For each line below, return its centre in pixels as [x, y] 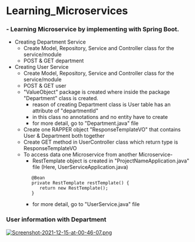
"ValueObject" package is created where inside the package [97, 92]
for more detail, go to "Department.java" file [85, 123]
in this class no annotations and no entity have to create [100, 117]
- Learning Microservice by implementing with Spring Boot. [93, 29]
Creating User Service [42, 67]
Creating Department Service [50, 42]
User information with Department [56, 220]
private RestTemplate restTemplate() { [80, 183]
